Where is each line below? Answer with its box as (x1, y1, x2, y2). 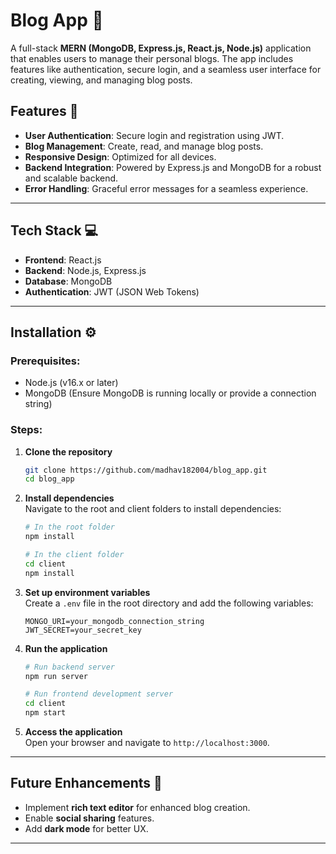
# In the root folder (24, 522, 115, 533)
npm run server (24, 671, 89, 681)
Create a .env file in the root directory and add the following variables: (24, 597, 314, 609)
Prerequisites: (10, 354, 81, 368)
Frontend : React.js (24, 254, 102, 266)
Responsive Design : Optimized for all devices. (24, 150, 217, 163)
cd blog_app (24, 474, 75, 484)
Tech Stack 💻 (10, 222, 99, 239)
